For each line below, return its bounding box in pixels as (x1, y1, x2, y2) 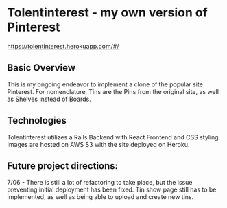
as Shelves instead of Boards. (7, 95, 91, 103)
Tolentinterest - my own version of (7, 5, 208, 21)
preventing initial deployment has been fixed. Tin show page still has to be (7, 185, 217, 194)
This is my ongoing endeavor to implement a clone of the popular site (7, 80, 204, 89)
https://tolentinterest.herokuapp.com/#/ (7, 42, 119, 50)
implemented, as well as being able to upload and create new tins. (7, 193, 194, 201)
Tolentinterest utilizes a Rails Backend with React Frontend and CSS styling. (7, 132, 221, 141)
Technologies (7, 115, 67, 126)
